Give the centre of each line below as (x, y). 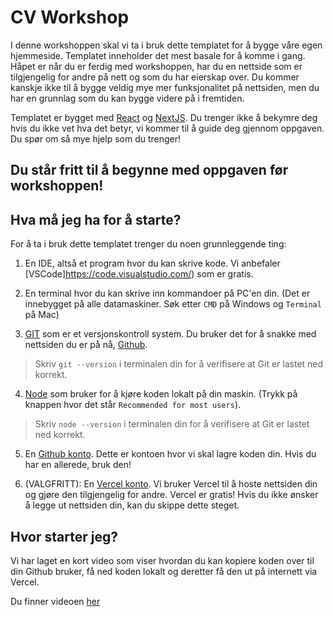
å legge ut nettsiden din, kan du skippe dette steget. (132, 505)
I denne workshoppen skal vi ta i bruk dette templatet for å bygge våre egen (166, 45)
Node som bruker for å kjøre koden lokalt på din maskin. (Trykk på (161, 394)
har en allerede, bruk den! (78, 465)
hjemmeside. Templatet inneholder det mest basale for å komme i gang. (158, 55)
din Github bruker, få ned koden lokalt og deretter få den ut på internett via (164, 571)
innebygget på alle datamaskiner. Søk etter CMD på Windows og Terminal (173, 304)
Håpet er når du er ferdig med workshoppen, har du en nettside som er (156, 66)
